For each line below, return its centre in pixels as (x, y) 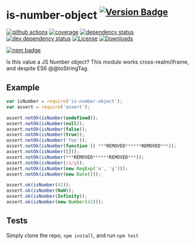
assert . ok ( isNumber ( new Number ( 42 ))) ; (55, 202)
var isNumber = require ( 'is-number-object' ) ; (64, 102)
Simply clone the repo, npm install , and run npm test (72, 235)
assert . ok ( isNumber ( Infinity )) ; (47, 197)
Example (23, 87)
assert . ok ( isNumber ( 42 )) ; (39, 185)
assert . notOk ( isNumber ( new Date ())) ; (54, 174)
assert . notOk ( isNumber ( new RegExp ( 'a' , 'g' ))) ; (67, 168)
